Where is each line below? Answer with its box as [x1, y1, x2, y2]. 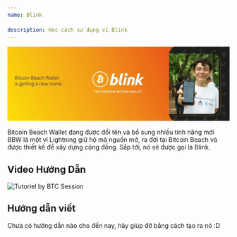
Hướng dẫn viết [7, 202, 76, 214]
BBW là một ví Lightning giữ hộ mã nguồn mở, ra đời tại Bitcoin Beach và [7, 135, 217, 144]
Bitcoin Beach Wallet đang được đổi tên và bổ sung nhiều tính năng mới [7, 128, 214, 137]
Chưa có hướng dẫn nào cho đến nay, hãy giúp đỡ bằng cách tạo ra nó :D [7, 221, 221, 229]
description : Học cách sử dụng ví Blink [7, 26, 128, 33]
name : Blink [7, 11, 42, 18]
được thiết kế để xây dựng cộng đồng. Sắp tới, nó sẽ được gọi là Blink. [7, 143, 211, 152]
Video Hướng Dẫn [7, 163, 86, 176]
